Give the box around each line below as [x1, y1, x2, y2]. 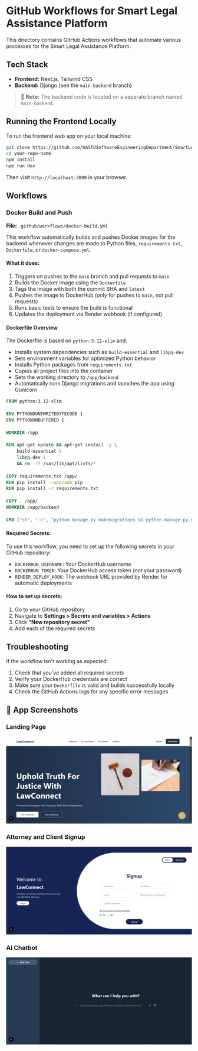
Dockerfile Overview [6, 324, 58, 331]
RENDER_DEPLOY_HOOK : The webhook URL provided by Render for [14, 573, 168, 580]
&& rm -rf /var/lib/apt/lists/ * [16, 460, 96, 466]
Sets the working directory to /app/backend [14, 374, 119, 381]
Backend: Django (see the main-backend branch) [14, 82, 133, 89]
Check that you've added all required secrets [14, 669, 124, 676]
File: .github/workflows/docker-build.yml [6, 222, 108, 229]
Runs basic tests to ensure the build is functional [14, 304, 133, 311]
